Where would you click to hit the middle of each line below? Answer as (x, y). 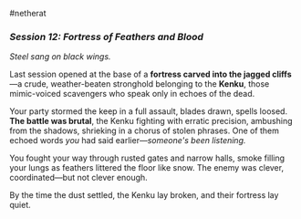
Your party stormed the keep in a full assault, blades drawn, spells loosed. (149, 111)
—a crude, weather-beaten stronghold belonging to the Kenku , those (140, 84)
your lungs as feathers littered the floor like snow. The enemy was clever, (147, 168)
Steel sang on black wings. (60, 57)
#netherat (28, 13)
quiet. (21, 205)
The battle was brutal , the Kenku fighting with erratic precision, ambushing (151, 121)
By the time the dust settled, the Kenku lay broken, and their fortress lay (144, 195)
